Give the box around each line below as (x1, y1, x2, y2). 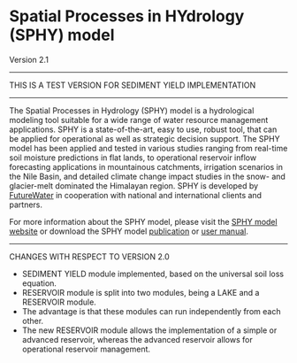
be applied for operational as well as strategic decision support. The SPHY (9, 133, 280, 143)
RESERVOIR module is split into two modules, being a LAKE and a (21, 287, 260, 297)
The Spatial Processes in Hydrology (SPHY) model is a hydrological (9, 104, 255, 116)
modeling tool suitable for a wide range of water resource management (9, 114, 269, 125)
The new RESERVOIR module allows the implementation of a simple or (21, 325, 278, 336)
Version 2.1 (9, 54, 49, 65)
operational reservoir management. (21, 344, 151, 354)
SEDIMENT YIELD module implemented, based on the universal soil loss (21, 268, 285, 279)
